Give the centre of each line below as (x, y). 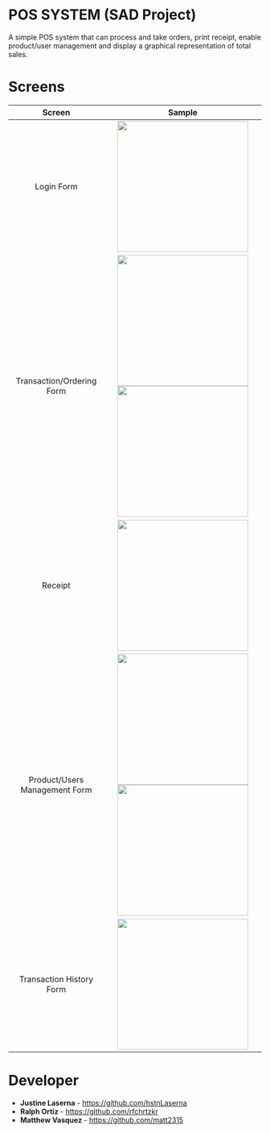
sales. (18, 54)
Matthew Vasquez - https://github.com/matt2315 (102, 1120)
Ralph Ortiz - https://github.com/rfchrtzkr (89, 1111)
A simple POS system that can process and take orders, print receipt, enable (135, 37)
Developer (43, 1081)
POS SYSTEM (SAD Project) (102, 15)
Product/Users (56, 779)
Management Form (56, 790)
